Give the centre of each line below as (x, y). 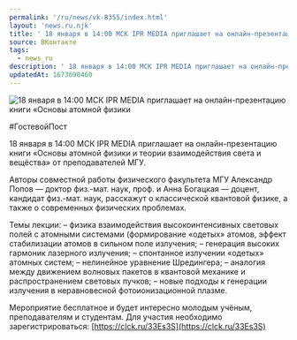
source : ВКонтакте (43, 42)
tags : (19, 50)
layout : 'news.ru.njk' (51, 26)
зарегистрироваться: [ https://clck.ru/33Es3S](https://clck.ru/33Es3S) (138, 326)
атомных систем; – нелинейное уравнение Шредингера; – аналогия (137, 262)
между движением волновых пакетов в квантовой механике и (127, 271)
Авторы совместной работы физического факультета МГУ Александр (141, 179)
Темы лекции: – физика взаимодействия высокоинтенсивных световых (144, 224)
